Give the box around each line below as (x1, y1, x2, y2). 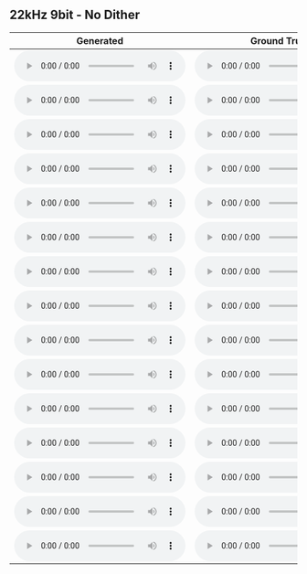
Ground (249, 34, 284, 47)
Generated (76, 34, 123, 47)
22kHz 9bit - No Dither (9, 7, 140, 23)
